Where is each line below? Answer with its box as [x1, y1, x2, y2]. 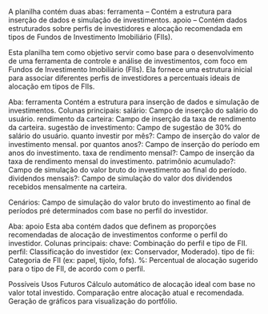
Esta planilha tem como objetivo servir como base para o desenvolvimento [8, 48, 254, 57]
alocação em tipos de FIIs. [8, 81, 95, 91]
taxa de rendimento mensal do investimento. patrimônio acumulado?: [8, 157, 236, 166]
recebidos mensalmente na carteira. [8, 182, 127, 191]
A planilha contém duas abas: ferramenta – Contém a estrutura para [8, 7, 232, 16]
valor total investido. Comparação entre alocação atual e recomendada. [8, 288, 245, 297]
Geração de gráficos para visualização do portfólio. [8, 296, 178, 306]
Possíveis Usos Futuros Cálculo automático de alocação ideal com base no [8, 280, 256, 288]
